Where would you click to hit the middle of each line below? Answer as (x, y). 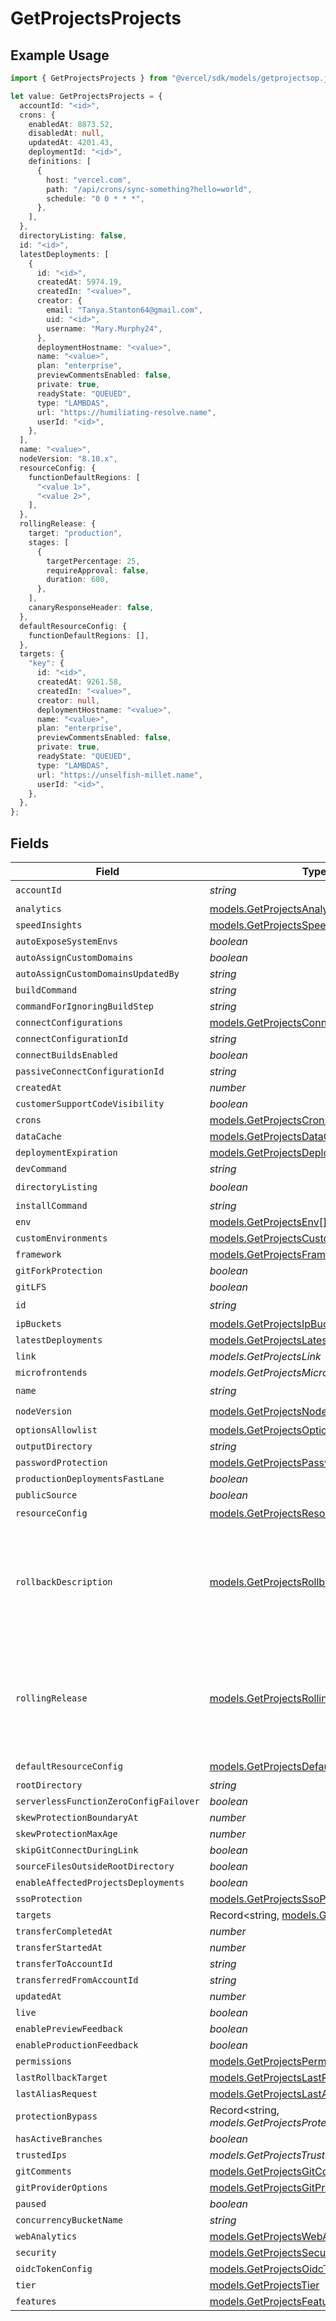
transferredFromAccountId (77, 1980)
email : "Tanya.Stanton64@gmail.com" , (124, 310)
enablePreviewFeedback (69, 2028)
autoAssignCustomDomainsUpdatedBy (97, 973)
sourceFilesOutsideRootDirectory (95, 1866)
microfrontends (51, 1372)
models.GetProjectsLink (265, 1356)
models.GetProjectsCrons (269, 1120)
